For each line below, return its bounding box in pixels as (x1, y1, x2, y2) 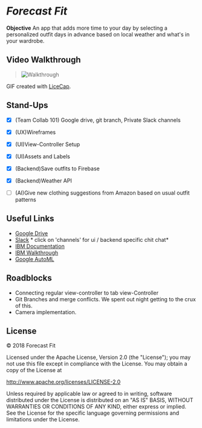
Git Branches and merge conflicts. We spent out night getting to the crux (15, 295, 197, 303)
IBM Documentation (15, 242, 65, 250)
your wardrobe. (6, 37, 45, 44)
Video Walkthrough (6, 55, 81, 65)
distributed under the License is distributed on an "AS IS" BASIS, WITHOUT (6, 396, 194, 404)
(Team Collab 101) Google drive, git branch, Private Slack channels (15, 116, 181, 124)
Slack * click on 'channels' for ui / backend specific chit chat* (15, 236, 169, 243)
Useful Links (6, 213, 54, 224)
